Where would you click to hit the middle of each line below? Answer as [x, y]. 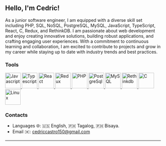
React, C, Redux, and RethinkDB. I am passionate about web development [80, 31]
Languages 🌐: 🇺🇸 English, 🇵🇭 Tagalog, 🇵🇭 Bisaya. [66, 126]
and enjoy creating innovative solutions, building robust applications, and [80, 36]
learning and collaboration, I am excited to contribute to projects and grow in [83, 46]
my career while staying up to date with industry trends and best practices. [82, 52]
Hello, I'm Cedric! [33, 8]
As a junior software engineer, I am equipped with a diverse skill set [74, 20]
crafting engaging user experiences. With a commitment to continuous [77, 41]
